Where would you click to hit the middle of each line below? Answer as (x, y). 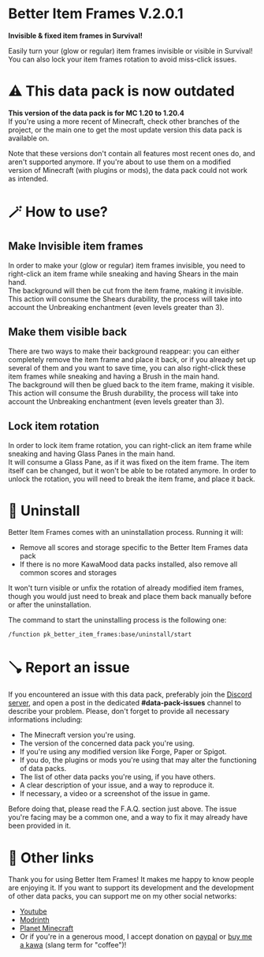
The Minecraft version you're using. (77, 735)
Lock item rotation (54, 426)
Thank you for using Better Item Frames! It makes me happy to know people (131, 880)
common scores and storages (68, 573)
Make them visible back (68, 332)
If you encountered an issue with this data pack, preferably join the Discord (130, 694)
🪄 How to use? (58, 212)
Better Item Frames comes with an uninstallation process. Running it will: (126, 533)
